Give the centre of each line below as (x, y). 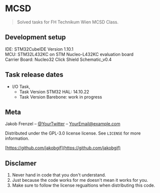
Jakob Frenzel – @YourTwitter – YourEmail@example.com (63, 124)
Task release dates (34, 75)
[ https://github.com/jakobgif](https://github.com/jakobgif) (63, 148)
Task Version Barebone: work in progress (61, 97)
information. (17, 138)
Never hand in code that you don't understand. (59, 175)
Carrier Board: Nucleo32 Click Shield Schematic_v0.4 (58, 59)
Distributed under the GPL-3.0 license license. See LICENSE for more (73, 133)
